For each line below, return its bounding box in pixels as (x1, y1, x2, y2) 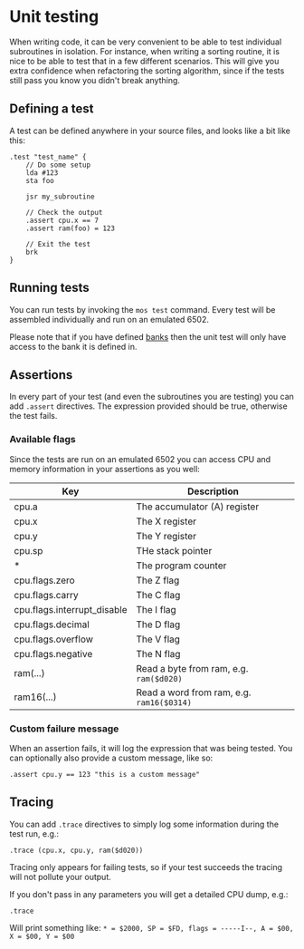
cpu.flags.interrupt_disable (14, 603, 128, 615)
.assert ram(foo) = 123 (25, 224, 116, 233)
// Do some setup (25, 160, 91, 169)
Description (186, 485, 240, 498)
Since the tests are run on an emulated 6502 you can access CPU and (9, 453, 271, 464)
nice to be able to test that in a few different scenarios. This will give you (9, 55, 280, 66)
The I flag (135, 603, 176, 615)
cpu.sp (14, 544, 43, 557)
